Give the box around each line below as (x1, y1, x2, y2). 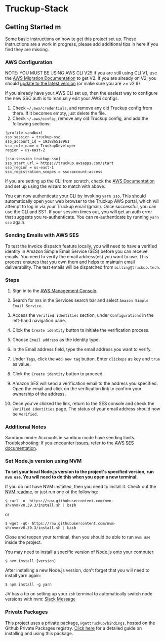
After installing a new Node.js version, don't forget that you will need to (5, 567, 150, 573)
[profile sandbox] (5, 130, 43, 135)
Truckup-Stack (5, 3, 69, 14)
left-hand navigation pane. (12, 317, 66, 323)
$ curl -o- (5, 499, 28, 504)
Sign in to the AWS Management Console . (12, 288, 98, 293)
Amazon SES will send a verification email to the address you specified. (12, 380, 158, 386)
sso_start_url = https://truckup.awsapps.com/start (5, 161, 114, 166)
